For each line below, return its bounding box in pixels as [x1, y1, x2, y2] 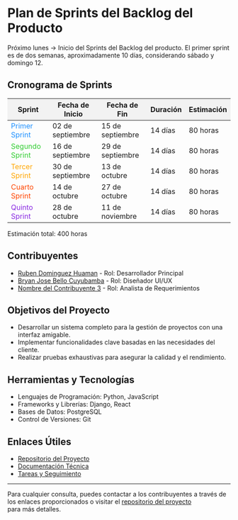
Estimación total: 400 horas [7, 229, 88, 238]
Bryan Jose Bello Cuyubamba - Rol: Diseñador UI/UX [17, 276, 173, 285]
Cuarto [11, 182, 34, 192]
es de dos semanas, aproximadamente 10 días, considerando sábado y [7, 51, 215, 60]
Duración [150, 104, 182, 114]
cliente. [17, 346, 40, 354]
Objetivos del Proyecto [7, 304, 110, 316]
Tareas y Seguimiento [17, 470, 81, 477]
